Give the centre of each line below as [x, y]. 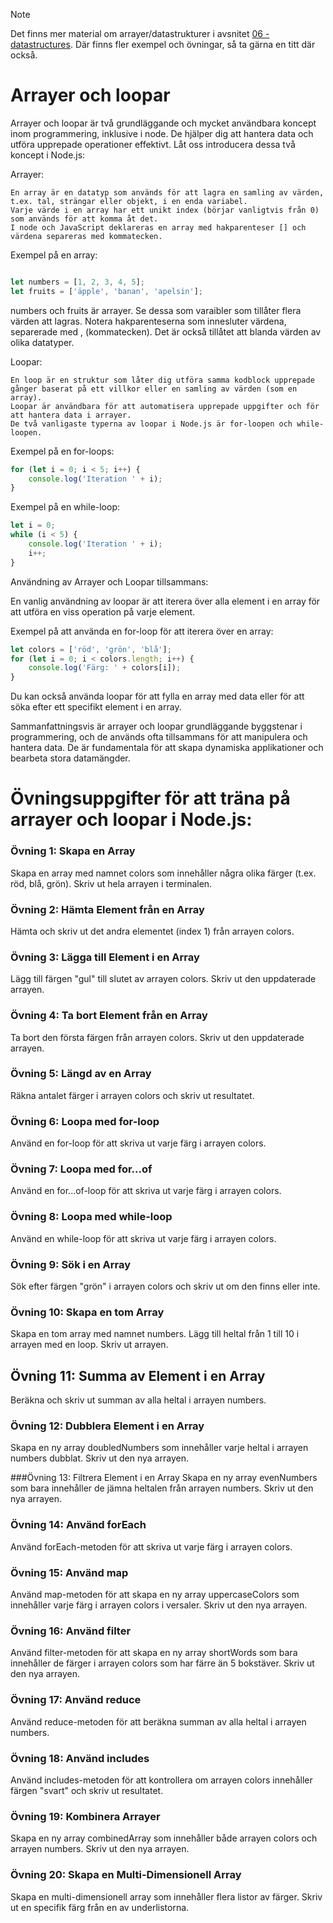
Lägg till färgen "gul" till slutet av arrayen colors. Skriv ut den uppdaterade [163, 979]
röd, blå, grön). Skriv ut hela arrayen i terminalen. [111, 883]
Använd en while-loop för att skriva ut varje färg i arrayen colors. [143, 1238]
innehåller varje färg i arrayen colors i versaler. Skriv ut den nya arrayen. [159, 1605]
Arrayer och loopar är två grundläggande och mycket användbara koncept [163, 123]
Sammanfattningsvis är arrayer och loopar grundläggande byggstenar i [156, 726]
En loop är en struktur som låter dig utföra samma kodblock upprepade [162, 380]
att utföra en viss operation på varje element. [103, 611]
